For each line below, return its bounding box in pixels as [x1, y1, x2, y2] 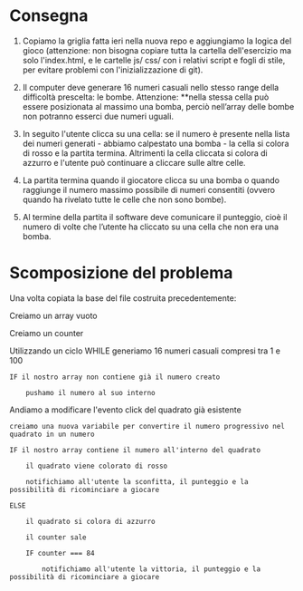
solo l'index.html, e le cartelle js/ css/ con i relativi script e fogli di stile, [22, 54, 286, 65]
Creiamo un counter [9, 327, 84, 338]
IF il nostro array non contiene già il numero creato [9, 373, 221, 382]
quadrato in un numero [9, 430, 95, 439]
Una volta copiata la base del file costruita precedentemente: [9, 292, 237, 304]
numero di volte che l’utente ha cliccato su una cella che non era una [22, 221, 279, 232]
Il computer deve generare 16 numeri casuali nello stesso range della [22, 82, 279, 92]
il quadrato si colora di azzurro [25, 517, 156, 526]
